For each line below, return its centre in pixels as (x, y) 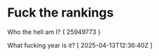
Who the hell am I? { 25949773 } (54, 32)
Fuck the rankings (61, 13)
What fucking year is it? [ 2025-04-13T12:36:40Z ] (80, 45)
